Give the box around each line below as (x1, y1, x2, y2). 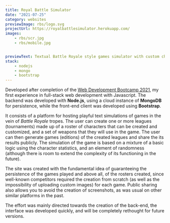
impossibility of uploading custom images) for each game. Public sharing (5, 182, 157, 188)
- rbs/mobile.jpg (14, 41, 51, 46)
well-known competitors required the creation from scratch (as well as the (5, 176, 160, 182)
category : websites (5, 17, 47, 22)
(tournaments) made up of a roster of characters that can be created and (5, 124, 158, 130)
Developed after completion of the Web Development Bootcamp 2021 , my (5, 87, 159, 93)
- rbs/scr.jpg (14, 36, 44, 41)
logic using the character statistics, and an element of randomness (5, 145, 145, 151)
